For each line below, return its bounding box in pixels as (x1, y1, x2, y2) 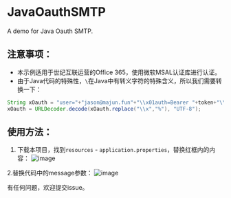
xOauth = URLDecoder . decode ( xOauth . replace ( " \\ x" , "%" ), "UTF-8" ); (7, 105, 201, 112)
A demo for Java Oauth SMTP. (7, 27, 93, 35)
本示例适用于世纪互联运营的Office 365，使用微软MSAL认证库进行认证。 (16, 68, 221, 76)
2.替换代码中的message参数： (7, 169, 93, 177)
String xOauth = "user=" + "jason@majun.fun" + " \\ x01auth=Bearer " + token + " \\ (7, 99, 226, 106)
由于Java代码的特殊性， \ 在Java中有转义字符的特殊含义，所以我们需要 (16, 76, 217, 85)
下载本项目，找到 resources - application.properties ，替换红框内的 (16, 146, 210, 154)
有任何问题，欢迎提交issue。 (7, 184, 89, 192)
